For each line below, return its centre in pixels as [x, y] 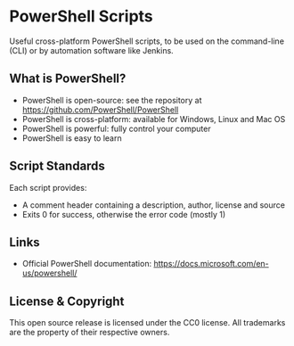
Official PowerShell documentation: [87, 264]
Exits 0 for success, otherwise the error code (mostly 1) [123, 214]
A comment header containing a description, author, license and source [153, 205]
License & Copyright [67, 301]
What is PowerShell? [68, 79]
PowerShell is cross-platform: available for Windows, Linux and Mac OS [154, 119]
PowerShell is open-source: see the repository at [112, 100]
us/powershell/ [49, 273]
